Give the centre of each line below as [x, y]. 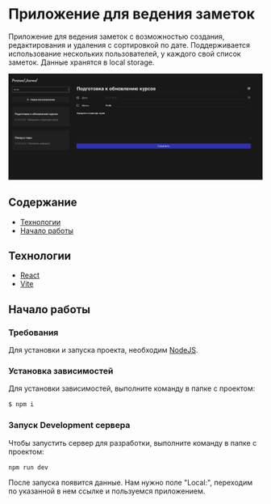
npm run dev [28, 467]
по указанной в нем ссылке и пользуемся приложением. [107, 491]
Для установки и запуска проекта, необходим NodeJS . [103, 350]
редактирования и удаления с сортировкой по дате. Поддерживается [129, 44]
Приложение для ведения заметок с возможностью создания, [117, 36]
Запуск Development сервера [69, 426]
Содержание [43, 203]
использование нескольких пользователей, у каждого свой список [125, 53]
